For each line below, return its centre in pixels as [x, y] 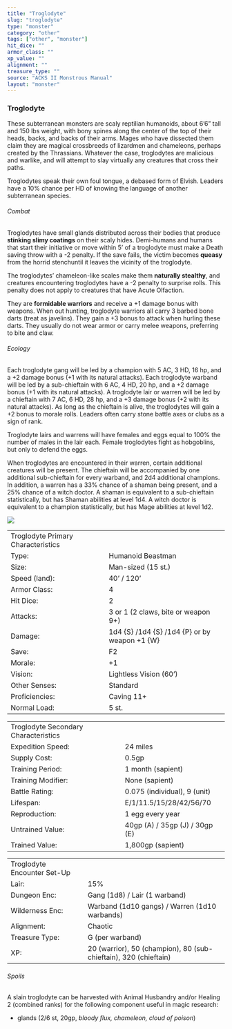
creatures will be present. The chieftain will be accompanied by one [104, 470]
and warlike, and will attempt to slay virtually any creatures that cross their [113, 160]
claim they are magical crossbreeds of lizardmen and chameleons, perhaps [114, 145]
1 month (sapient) [154, 769]
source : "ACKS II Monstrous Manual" [60, 78]
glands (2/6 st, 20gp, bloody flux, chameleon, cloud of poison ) [106, 1018]
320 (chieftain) [146, 957]
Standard [124, 685]
